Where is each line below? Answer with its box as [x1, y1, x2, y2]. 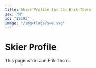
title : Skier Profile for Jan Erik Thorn [5, 7, 92, 12]
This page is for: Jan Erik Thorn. [5, 58, 70, 64]
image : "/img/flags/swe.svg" [5, 20, 65, 26]
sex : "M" [5, 12, 23, 17]
